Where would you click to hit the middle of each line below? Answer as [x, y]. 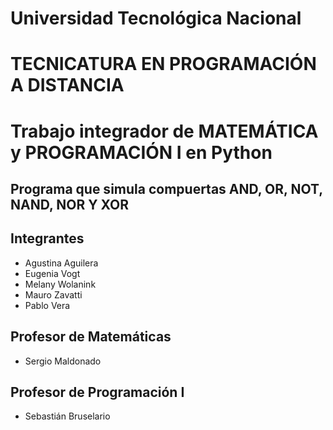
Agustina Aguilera [61, 263]
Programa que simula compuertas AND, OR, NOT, [166, 188]
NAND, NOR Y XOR [69, 204]
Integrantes [47, 238]
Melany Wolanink [60, 284]
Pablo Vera [47, 305]
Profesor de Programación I [97, 392]
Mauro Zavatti [53, 294]
